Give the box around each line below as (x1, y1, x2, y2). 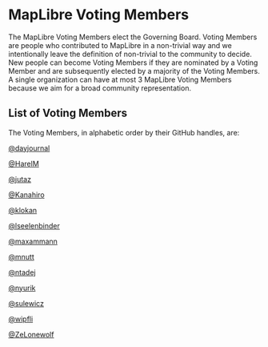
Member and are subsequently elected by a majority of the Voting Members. (8, 66, 260, 75)
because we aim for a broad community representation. (8, 83, 192, 93)
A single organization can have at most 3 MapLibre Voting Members (8, 75, 232, 84)
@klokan (8, 205, 38, 215)
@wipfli (8, 314, 34, 324)
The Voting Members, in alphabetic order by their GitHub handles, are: (8, 127, 240, 137)
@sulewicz (8, 298, 44, 308)
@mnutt (8, 252, 34, 261)
